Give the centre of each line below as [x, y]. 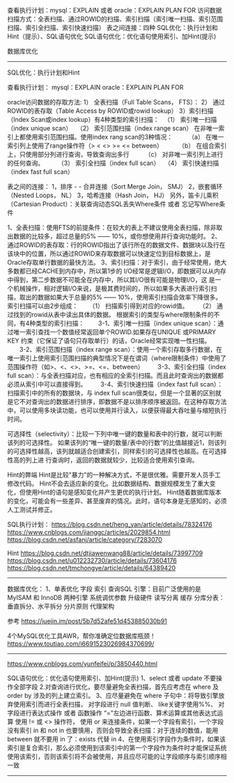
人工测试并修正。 [32, 510]
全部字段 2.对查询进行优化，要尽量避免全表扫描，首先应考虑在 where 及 [116, 687]
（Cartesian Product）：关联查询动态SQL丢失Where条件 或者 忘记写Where [113, 204]
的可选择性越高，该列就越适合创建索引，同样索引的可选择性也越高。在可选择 [117, 451]
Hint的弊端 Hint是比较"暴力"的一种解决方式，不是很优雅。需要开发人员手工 [114, 475]
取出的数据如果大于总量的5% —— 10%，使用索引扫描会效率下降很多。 [120, 297]
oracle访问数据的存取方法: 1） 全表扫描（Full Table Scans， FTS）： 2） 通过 [116, 102]
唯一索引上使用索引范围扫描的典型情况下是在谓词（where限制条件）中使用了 [117, 358]
